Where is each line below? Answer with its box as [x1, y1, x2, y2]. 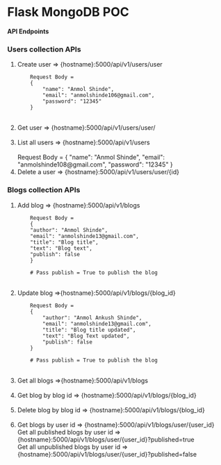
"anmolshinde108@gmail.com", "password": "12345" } [17, 160, 174, 169]
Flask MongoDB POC [7, 4, 130, 20]
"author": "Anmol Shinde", [30, 226, 108, 233]
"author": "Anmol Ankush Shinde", [42, 314, 142, 321]
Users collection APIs [7, 44, 81, 54]
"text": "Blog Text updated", [42, 332, 130, 339]
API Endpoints [7, 27, 49, 35]
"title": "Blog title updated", [42, 326, 136, 333]
